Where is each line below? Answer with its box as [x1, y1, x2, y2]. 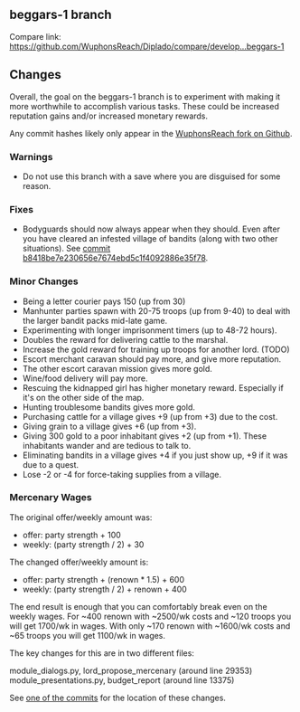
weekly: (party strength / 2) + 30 [22, 538, 145, 550]
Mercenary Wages [9, 491, 92, 504]
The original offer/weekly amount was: [9, 511, 153, 523]
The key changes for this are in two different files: [9, 647, 194, 659]
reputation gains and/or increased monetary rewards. [9, 110, 209, 121]
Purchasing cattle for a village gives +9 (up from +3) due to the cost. [22, 411, 278, 422]
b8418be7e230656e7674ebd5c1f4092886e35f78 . [22, 252, 209, 263]
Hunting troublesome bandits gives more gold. [22, 402, 196, 413]
